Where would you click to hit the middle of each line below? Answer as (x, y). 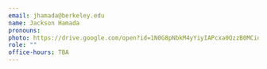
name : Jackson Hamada (44, 23)
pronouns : (25, 30)
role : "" (23, 45)
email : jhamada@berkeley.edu (56, 15)
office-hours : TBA (39, 52)
